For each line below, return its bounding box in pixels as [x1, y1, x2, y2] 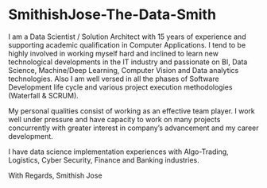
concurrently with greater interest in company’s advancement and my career [8, 123, 259, 132]
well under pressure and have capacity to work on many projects [8, 114, 221, 124]
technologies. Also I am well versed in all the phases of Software [8, 74, 220, 83]
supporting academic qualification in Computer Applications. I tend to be [8, 40, 246, 49]
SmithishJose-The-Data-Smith [8, 6, 217, 24]
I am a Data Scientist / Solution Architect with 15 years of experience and [8, 32, 246, 41]
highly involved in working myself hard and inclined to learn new [8, 48, 219, 58]
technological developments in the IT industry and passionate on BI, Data [8, 57, 248, 67]
